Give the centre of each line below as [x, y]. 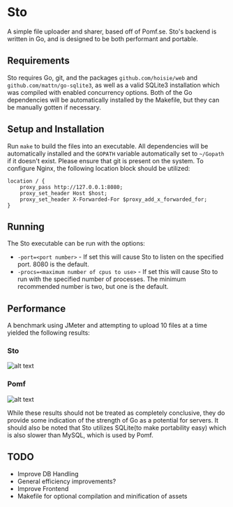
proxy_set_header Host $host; [64, 193]
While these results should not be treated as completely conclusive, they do [116, 413]
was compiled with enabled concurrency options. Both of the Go [100, 92]
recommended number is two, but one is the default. [93, 287]
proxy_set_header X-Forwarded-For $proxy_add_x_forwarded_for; [114, 199]
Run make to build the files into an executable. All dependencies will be [108, 146]
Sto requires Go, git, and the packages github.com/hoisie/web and [102, 77]
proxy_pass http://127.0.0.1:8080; [72, 187]
